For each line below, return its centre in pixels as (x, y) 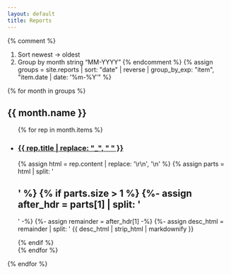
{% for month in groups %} (47, 91)
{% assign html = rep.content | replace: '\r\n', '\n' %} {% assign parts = (121, 164)
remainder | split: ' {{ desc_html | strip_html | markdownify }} (106, 229)
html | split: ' (36, 171)
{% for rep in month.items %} (60, 130)
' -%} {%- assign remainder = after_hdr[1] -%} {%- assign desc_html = (121, 222)
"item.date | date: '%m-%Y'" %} (64, 77)
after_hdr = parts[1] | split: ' (79, 205)
